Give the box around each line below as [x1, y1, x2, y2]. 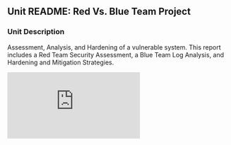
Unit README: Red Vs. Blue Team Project [7, 6, 191, 18]
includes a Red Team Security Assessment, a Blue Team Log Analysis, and [7, 50, 225, 59]
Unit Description [7, 27, 65, 37]
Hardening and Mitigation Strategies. [7, 58, 114, 66]
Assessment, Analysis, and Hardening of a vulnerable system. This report [7, 42, 221, 52]
